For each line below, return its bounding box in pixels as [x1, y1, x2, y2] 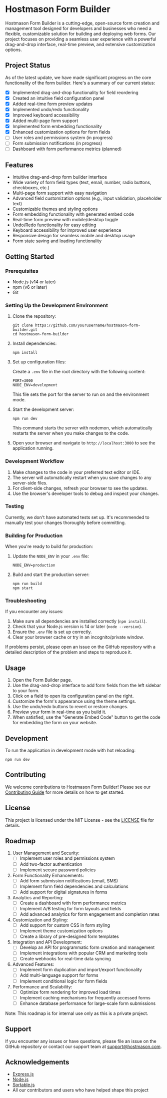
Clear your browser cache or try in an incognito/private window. [12, 634, 144, 640]
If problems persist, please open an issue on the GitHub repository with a [5, 644, 156, 650]
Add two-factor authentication [19, 861, 82, 867]
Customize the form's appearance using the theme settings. [12, 698, 136, 704]
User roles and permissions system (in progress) [12, 135, 113, 141]
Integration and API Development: [12, 939, 82, 945]
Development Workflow [5, 458, 64, 465]
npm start [12, 586, 33, 591]
